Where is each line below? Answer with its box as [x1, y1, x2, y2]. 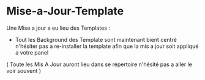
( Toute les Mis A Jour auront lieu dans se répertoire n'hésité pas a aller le [6, 61, 193, 68]
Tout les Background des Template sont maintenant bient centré [15, 36, 177, 43]
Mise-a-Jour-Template [6, 4, 124, 18]
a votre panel [15, 48, 49, 56]
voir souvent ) [6, 67, 42, 74]
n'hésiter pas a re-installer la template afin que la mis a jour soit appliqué [15, 42, 199, 50]
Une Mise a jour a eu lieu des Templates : [6, 24, 110, 32]
